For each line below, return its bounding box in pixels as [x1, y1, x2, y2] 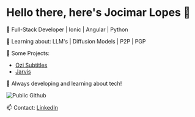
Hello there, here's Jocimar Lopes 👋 [6, 6, 191, 20]
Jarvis [15, 67, 31, 75]
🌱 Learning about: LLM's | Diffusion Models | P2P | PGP [6, 37, 146, 45]
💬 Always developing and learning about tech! [6, 80, 122, 87]
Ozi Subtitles [15, 61, 48, 69]
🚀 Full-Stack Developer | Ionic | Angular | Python [6, 26, 128, 33]
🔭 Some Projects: [6, 49, 50, 57]
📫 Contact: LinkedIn [6, 104, 58, 111]
